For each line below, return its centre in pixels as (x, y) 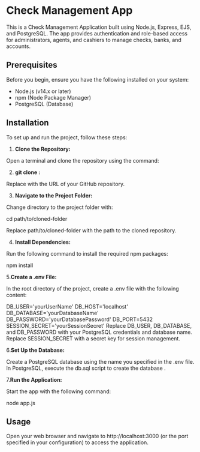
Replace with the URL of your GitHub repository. (65, 184)
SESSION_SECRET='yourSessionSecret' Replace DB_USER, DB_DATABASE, (99, 325)
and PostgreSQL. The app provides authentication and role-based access (97, 33)
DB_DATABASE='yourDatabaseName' (52, 313)
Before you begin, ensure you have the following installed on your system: (98, 79)
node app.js (21, 403)
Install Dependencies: (43, 242)
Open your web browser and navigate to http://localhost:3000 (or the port (97, 436)
